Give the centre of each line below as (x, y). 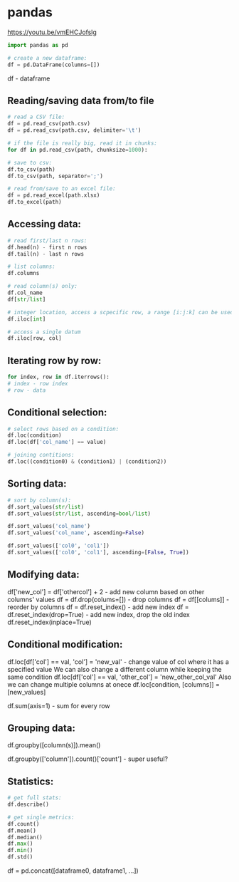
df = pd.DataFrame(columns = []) (54, 65)
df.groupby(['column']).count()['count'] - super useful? (88, 759)
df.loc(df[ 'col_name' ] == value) (57, 442)
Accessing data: (44, 224)
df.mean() (22, 831)
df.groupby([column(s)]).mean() (54, 745)
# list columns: (31, 267)
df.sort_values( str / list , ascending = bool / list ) (79, 514)
